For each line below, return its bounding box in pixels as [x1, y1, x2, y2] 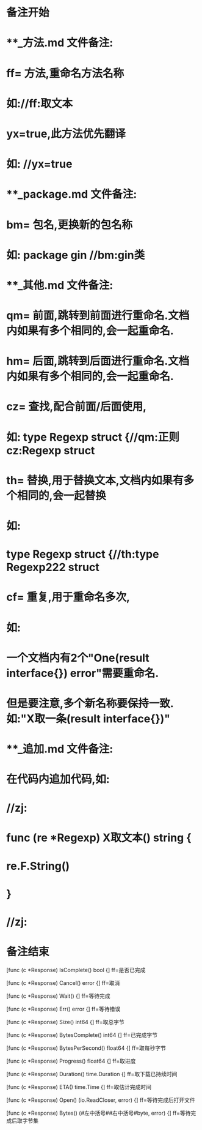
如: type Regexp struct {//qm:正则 [6, 430, 180, 444]
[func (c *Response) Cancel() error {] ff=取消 [6, 979, 120, 987]
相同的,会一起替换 [17, 488, 107, 503]
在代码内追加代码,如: [6, 773, 110, 787]
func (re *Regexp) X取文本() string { [6, 831, 192, 845]
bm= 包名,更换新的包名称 [6, 218, 133, 231]
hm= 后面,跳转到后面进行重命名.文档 [6, 354, 190, 368]
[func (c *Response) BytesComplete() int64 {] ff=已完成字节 [6, 1031, 157, 1039]
